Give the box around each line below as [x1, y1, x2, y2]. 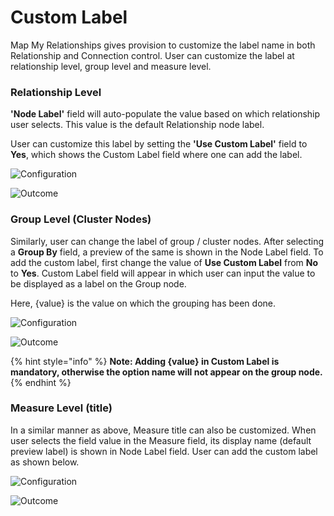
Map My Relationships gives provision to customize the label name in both [10, 39, 316, 51]
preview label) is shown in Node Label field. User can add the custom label [10, 445, 318, 457]
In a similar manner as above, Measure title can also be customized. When [10, 424, 317, 436]
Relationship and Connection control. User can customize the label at [10, 49, 295, 61]
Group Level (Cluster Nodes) [10, 212, 152, 226]
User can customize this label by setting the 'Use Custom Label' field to [10, 138, 308, 150]
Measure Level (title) [10, 401, 113, 415]
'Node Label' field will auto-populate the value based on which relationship [10, 108, 321, 120]
